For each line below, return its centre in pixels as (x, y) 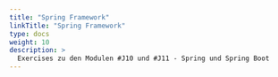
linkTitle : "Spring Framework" (67, 26)
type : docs (29, 34)
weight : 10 (29, 42)
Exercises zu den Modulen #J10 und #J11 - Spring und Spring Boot (143, 58)
